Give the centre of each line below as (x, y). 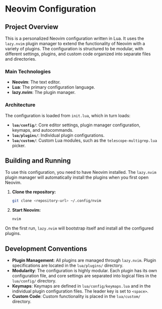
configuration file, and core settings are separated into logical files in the (84, 276)
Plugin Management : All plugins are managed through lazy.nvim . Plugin (84, 260)
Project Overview (32, 27)
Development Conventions (46, 249)
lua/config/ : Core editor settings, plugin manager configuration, (76, 125)
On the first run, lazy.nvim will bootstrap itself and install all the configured (79, 228)
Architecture (20, 105)
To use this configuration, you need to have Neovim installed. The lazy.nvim (81, 172)
